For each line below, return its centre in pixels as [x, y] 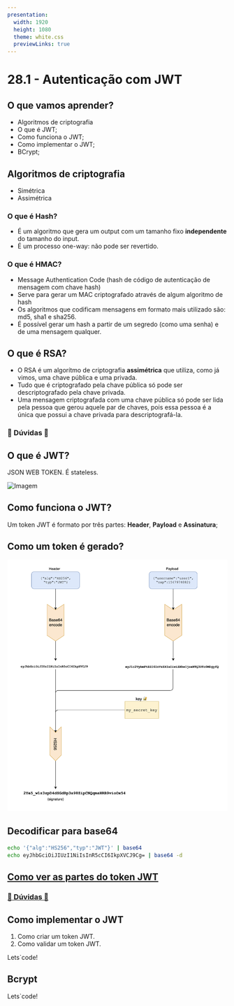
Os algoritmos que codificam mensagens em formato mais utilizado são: [121, 309]
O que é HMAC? [35, 264]
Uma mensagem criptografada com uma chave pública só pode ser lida [120, 400]
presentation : [28, 15]
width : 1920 [31, 22]
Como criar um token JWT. [56, 937]
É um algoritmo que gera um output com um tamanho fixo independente [122, 231]
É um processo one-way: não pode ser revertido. [88, 246]
